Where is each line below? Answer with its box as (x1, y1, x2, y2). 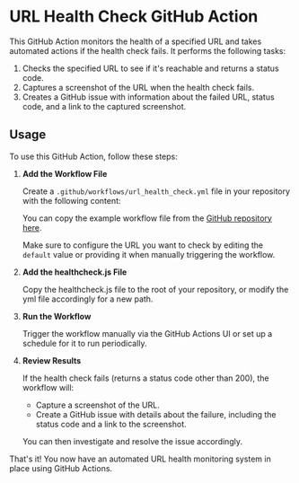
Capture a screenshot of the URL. (35, 400, 160, 410)
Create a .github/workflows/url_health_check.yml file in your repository (22, 186, 290, 197)
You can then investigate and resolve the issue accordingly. (22, 435, 242, 446)
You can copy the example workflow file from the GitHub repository (22, 213, 272, 224)
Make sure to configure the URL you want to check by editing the (22, 240, 263, 250)
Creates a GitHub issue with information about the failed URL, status (22, 92, 276, 102)
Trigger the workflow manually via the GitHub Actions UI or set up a (22, 328, 273, 338)
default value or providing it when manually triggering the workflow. (22, 249, 276, 259)
